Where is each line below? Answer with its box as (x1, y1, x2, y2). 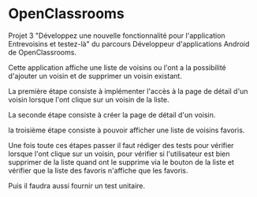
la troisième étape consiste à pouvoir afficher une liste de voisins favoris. (8, 125, 245, 135)
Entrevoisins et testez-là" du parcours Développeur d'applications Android (8, 39, 250, 48)
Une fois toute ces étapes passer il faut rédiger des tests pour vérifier (8, 140, 234, 150)
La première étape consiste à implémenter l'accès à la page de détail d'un (8, 86, 248, 95)
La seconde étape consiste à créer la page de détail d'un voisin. (8, 110, 216, 119)
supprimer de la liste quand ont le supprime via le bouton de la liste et (8, 157, 235, 166)
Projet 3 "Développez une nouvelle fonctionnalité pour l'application (8, 31, 226, 40)
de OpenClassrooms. (8, 47, 77, 57)
